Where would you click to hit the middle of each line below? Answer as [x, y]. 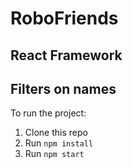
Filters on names [63, 88]
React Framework [66, 55]
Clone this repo [56, 133]
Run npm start [54, 154]
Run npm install [59, 143]
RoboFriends [64, 18]
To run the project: [48, 113]
